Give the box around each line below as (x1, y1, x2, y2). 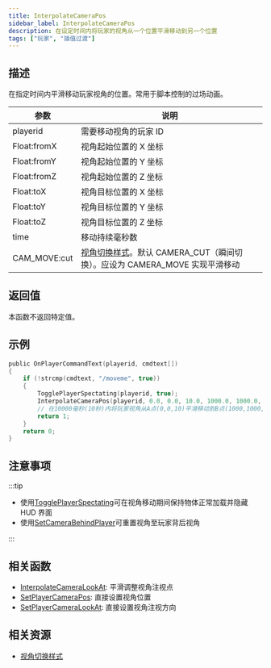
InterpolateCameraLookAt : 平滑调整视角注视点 (19, 582, 173, 591)
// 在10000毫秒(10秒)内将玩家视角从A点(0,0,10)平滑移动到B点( (37, 404, 228, 412)
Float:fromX (12, 140, 57, 152)
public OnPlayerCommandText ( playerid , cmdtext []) (8, 360, 179, 368)
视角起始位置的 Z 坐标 (80, 171, 164, 182)
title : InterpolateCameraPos (8, 11, 106, 20)
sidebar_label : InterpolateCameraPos (8, 19, 135, 27)
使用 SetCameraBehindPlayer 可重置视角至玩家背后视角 (19, 518, 201, 528)
